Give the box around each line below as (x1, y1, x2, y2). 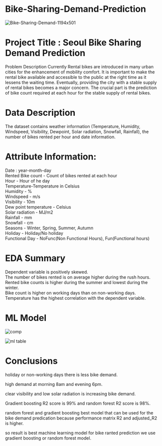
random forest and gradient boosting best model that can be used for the (5, 410, 154, 415)
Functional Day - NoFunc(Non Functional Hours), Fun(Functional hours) (5, 235, 150, 241)
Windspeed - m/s (5, 193, 40, 199)
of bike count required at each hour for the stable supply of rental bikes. (5, 90, 151, 96)
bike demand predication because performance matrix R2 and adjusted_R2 (5, 415, 158, 421)
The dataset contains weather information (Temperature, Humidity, (5, 123, 141, 129)
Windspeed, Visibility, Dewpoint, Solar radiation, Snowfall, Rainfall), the (5, 128, 149, 134)
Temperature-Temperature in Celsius (5, 183, 80, 189)
